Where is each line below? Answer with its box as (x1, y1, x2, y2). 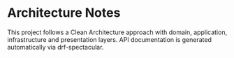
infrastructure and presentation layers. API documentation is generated (7, 35, 212, 43)
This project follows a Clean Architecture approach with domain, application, (7, 28, 228, 36)
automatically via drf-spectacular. (7, 43, 104, 51)
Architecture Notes (7, 5, 121, 21)
